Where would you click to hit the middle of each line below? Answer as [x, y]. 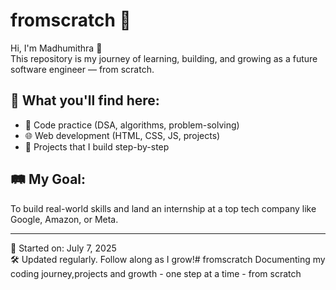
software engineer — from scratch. [82, 69]
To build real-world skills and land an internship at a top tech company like [163, 208]
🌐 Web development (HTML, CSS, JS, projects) [122, 135]
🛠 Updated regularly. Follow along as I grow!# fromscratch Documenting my [168, 259]
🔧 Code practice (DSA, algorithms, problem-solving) [132, 125]
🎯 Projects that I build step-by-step [97, 146]
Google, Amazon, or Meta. [64, 219]
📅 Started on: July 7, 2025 [63, 248]
